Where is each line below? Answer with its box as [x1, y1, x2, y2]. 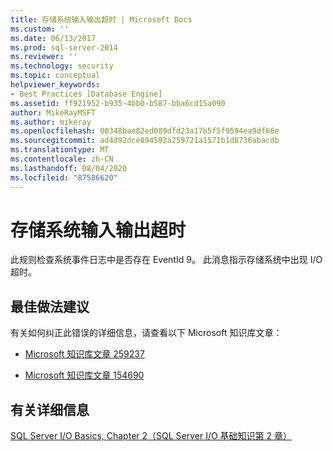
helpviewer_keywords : [10, 80, 101, 90]
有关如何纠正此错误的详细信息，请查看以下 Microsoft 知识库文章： [10, 327, 283, 339]
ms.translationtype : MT [10, 145, 110, 155]
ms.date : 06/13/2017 [10, 33, 97, 43]
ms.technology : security [10, 61, 114, 71]
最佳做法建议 [10, 298, 90, 315]
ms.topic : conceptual [10, 71, 101, 81]
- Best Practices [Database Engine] [10, 89, 163, 99]
